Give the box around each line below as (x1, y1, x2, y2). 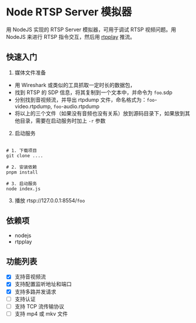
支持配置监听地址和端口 (14, 281, 72, 288)
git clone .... (6, 152, 44, 159)
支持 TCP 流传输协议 (14, 302, 65, 309)
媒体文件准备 (14, 69, 46, 76)
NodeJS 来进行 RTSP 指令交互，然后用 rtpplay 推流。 (6, 33, 135, 40)
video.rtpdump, (14, 102, 52, 109)
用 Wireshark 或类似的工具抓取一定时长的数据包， (14, 81, 135, 88)
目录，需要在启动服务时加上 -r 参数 (19, 117, 106, 124)
